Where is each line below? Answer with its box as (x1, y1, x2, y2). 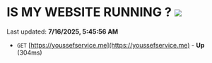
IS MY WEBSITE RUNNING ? (6, 4, 172, 20)
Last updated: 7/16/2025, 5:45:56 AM (6, 27, 119, 36)
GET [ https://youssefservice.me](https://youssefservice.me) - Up (16, 41, 205, 49)
